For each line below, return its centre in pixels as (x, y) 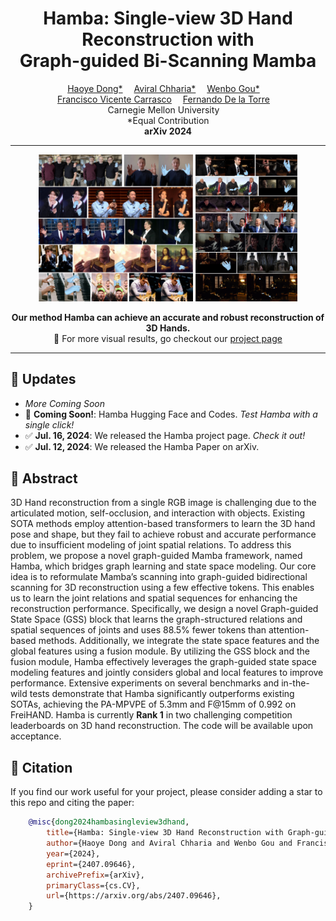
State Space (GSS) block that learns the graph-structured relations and (156, 619)
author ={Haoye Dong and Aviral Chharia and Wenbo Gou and (169, 843)
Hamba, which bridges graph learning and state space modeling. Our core (163, 566)
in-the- (295, 683)
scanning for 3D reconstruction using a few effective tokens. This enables (162, 588)
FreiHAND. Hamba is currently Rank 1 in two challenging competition (151, 715)
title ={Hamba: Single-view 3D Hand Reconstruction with (165, 833)
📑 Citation (41, 767)
